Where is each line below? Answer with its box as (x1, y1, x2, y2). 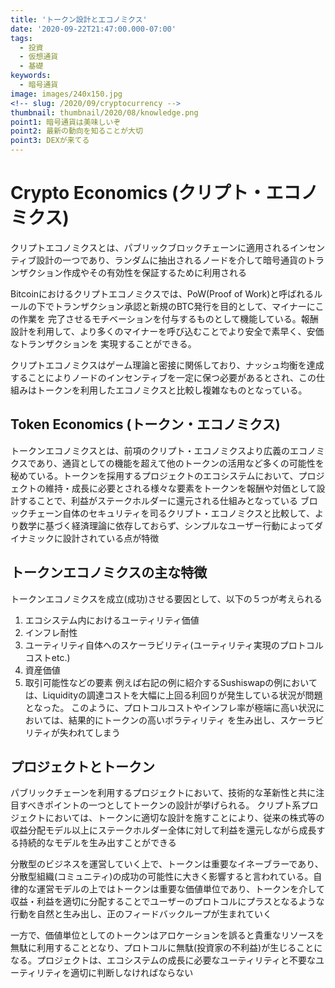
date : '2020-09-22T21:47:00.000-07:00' (10, 24, 177, 34)
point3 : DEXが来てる (10, 136, 90, 146)
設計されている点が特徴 (62, 532, 160, 544)
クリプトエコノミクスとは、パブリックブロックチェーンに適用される (10, 241, 290, 253)
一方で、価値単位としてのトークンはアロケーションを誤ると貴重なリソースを (10, 929, 325, 941)
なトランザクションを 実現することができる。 (10, 337, 197, 350)
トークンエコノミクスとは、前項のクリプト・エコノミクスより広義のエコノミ (10, 444, 325, 456)
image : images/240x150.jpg (10, 89, 123, 99)
